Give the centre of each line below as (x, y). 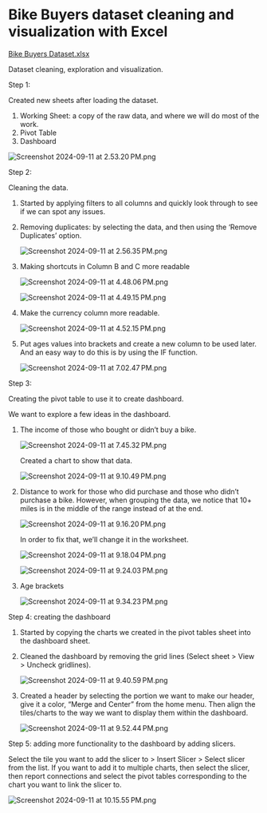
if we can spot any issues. (63, 211)
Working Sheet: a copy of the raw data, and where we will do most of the (139, 115)
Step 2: (20, 172)
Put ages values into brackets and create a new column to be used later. (138, 343)
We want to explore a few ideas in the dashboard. (90, 414)
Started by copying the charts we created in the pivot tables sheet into (135, 632)
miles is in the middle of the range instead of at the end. (111, 508)
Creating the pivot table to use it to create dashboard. (96, 399)
